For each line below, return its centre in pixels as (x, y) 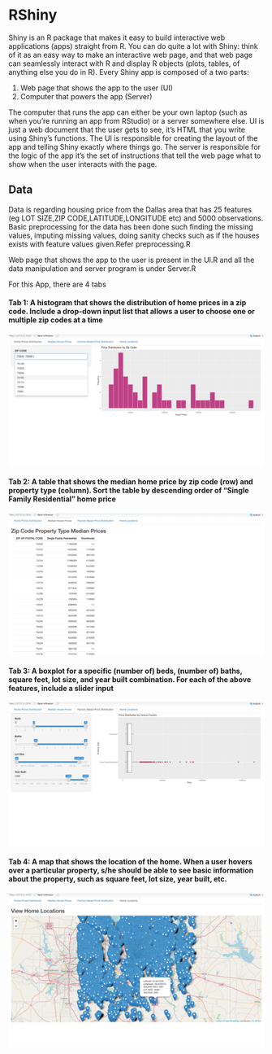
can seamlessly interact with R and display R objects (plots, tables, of (124, 63)
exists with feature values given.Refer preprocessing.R (99, 244)
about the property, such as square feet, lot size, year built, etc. (118, 879)
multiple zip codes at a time (56, 320)
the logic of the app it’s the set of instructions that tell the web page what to (135, 155)
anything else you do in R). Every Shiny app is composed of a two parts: (129, 72)
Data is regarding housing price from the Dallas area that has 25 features (130, 209)
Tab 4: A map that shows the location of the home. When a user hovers (131, 862)
